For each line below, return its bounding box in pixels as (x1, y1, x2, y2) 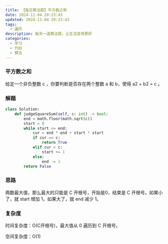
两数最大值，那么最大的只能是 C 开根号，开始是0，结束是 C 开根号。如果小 (5, 189, 163, 195)
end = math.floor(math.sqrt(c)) (23, 116, 93, 121)
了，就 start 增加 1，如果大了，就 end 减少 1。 (5, 195, 101, 202)
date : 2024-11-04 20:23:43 (5, 12, 63, 17)
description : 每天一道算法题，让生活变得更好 (5, 31, 92, 36)
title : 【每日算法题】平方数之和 (5, 7, 67, 13)
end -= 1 (41, 159, 60, 164)
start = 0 (23, 121, 44, 126)
